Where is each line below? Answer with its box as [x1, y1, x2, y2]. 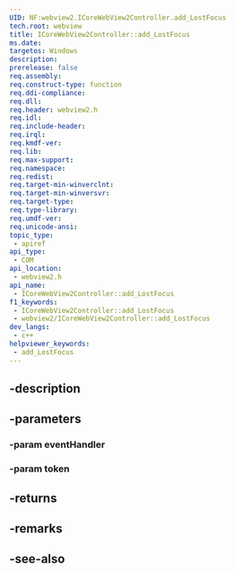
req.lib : [9, 147, 42, 156]
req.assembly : [9, 72, 63, 81]
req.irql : [9, 130, 47, 139]
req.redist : [9, 172, 54, 181]
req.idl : [9, 113, 42, 122]
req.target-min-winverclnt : [9, 181, 115, 190]
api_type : [9, 247, 47, 256]
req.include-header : [9, 122, 87, 131]
